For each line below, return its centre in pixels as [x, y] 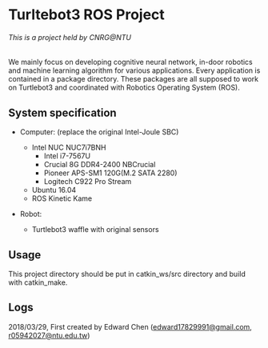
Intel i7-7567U [67, 156]
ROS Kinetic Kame [62, 198]
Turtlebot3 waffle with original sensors [95, 230]
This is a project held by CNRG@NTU [70, 37]
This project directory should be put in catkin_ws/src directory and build [127, 274]
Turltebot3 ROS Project [87, 15]
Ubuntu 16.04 [54, 190]
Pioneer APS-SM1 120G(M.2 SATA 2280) [110, 173]
